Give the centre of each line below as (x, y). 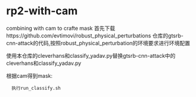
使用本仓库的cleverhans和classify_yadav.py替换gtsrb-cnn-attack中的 (91, 55)
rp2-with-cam (42, 11)
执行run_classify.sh (36, 88)
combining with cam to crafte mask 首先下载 (61, 28)
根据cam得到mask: (29, 76)
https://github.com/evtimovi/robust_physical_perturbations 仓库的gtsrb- (95, 35)
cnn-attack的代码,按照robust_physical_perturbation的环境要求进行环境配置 (98, 43)
